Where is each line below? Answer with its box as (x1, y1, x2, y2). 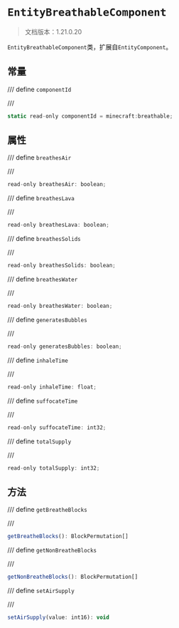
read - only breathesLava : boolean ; (7, 222, 110, 229)
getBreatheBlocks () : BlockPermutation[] (7, 533, 129, 540)
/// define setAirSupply (7, 587, 75, 594)
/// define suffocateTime (7, 396, 78, 405)
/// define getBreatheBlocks (7, 505, 87, 514)
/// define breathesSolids (7, 235, 81, 243)
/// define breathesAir (7, 153, 72, 162)
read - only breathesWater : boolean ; (7, 302, 113, 310)
